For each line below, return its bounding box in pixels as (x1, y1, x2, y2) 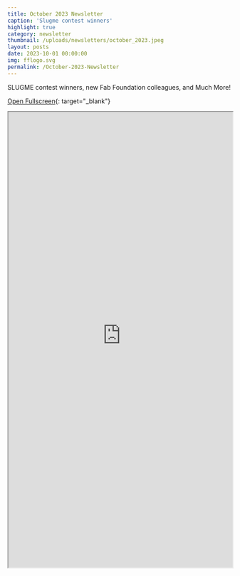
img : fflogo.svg (7, 57, 56, 64)
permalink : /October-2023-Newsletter (7, 63, 120, 70)
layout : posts (7, 43, 50, 51)
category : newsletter (7, 30, 72, 38)
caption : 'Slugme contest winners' (7, 17, 113, 24)
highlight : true (7, 23, 56, 31)
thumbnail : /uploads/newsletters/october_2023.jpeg (7, 37, 164, 44)
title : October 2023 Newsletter (7, 10, 103, 18)
